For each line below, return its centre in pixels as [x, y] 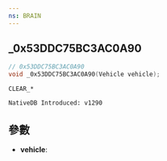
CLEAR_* [21, 89]
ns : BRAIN [25, 16]
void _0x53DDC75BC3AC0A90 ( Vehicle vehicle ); [84, 74]
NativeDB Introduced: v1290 [56, 103]
